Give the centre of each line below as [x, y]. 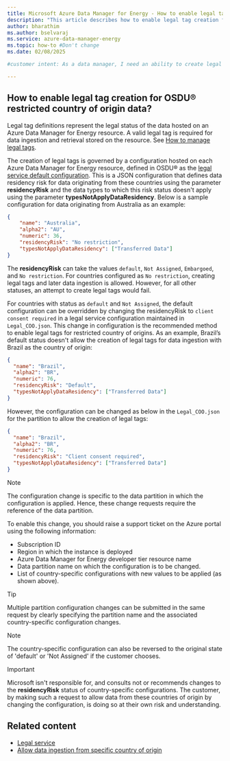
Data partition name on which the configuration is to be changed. [108, 566]
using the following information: [52, 531]
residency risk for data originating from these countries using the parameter [114, 182]
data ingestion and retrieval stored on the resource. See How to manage [109, 140]
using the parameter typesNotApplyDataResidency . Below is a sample [108, 197]
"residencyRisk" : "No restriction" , [72, 242]
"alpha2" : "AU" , [43, 230]
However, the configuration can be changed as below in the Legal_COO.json [114, 411]
